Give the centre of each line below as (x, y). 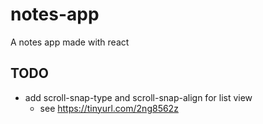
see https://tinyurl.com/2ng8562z (109, 108)
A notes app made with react (70, 42)
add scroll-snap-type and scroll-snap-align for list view (138, 97)
